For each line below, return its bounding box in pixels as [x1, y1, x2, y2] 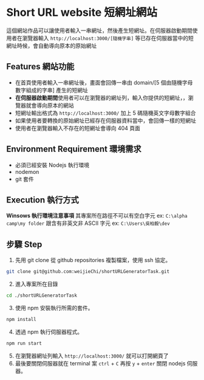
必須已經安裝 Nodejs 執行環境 [15, 161, 90, 168]
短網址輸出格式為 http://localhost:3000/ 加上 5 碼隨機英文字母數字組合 [15, 109, 196, 116]
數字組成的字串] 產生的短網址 [15, 86, 88, 94]
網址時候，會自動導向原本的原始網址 [6, 42, 97, 49]
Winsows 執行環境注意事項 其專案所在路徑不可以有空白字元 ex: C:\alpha [6, 212, 188, 219]
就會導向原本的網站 [25, 102, 74, 109]
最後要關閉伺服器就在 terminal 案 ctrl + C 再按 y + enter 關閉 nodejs [15, 359, 186, 367]
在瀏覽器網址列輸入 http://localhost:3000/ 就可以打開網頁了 [15, 352, 169, 359]
